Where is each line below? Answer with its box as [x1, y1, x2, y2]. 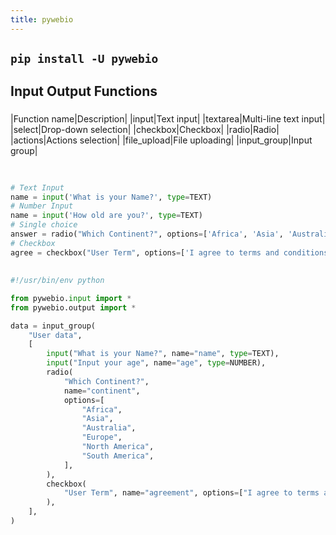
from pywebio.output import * [10, 302, 137, 313]
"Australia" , [81, 423, 137, 433]
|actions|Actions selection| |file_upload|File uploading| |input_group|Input [10, 134, 313, 146]
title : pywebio [10, 14, 74, 25]
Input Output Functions [10, 83, 158, 100]
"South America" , [81, 451, 155, 461]
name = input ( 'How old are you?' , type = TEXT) [10, 211, 203, 221]
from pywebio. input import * [10, 293, 132, 303]
